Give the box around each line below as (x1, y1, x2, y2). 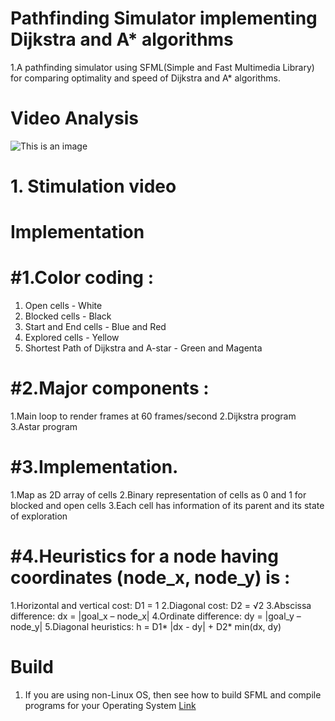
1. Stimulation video (10, 175, 177, 198)
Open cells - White (24, 300, 103, 312)
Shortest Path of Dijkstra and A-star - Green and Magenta (24, 342, 263, 354)
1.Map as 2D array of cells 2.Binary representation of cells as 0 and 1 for (10, 489, 307, 501)
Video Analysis (10, 107, 139, 130)
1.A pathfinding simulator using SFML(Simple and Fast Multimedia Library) (10, 61, 315, 73)
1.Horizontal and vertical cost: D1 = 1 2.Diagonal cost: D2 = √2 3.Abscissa (10, 600, 312, 611)
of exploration (10, 510, 68, 522)
